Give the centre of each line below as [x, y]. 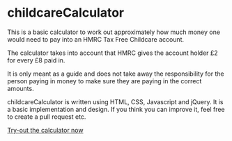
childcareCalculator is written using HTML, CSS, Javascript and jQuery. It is [115, 101]
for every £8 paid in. [36, 60]
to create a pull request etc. [47, 117]
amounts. [21, 88]
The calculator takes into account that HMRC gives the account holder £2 [113, 53]
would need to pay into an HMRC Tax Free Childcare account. [96, 39]
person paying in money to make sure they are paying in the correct [105, 81]
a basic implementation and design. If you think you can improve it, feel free [116, 109]
